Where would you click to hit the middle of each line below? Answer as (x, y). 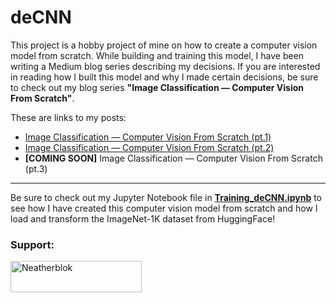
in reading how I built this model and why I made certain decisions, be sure (164, 77)
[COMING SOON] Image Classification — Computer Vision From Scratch (173, 158)
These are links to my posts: (68, 117)
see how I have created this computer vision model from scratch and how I (164, 208)
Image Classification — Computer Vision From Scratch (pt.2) (149, 147)
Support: (32, 244)
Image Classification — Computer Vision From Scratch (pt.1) (148, 137)
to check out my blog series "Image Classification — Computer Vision (157, 87)
